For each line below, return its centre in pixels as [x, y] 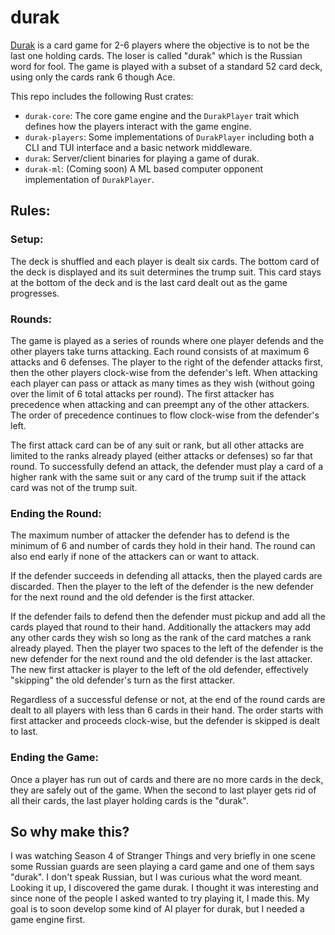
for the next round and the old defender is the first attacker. [132, 597]
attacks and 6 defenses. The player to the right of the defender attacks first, [167, 362]
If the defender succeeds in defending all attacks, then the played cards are [166, 576]
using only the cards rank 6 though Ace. [93, 77]
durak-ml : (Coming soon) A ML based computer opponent [143, 168]
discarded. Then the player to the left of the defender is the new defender [162, 587]
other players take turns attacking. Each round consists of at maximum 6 [160, 351]
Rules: [30, 211]
